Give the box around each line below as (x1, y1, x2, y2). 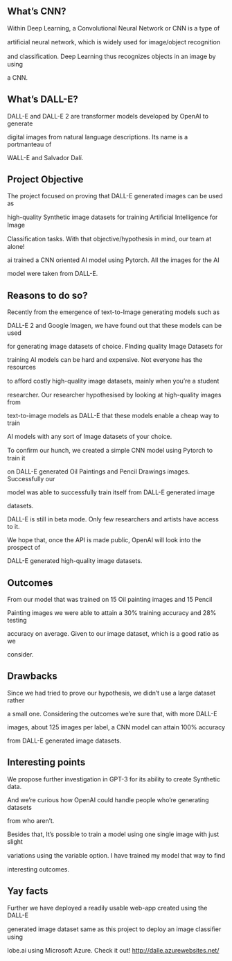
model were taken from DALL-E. (7, 270, 98, 278)
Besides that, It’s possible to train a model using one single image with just (7, 830, 220, 838)
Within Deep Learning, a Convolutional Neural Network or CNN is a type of (7, 24, 220, 32)
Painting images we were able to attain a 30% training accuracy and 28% (7, 609, 217, 617)
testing (7, 616, 27, 625)
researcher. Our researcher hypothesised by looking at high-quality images (7, 391, 222, 399)
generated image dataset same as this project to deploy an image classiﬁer (7, 925, 222, 933)
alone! (7, 243, 26, 251)
